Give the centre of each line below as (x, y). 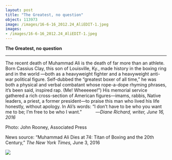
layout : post (19, 10)
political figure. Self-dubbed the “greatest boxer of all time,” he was (85, 79)
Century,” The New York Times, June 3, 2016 (53, 143)
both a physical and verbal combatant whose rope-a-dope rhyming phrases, (86, 85)
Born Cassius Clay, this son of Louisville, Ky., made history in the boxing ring (86, 68)
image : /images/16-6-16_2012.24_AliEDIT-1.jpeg (57, 24)
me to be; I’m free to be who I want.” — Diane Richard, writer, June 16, (85, 112)
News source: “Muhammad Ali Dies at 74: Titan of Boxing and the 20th (80, 137)
